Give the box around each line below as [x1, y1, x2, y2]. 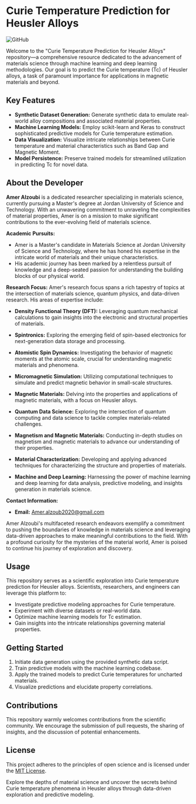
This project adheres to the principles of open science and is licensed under [6, 761, 190, 768]
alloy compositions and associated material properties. [29, 117, 162, 124]
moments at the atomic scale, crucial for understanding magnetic [14, 355, 172, 362]
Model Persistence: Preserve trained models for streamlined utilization [14, 154, 186, 162]
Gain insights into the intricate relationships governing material [14, 620, 166, 627]
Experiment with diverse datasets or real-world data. [14, 607, 142, 614]
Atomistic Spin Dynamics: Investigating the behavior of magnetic [14, 349, 174, 356]
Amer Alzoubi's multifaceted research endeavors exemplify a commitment [6, 520, 185, 527]
